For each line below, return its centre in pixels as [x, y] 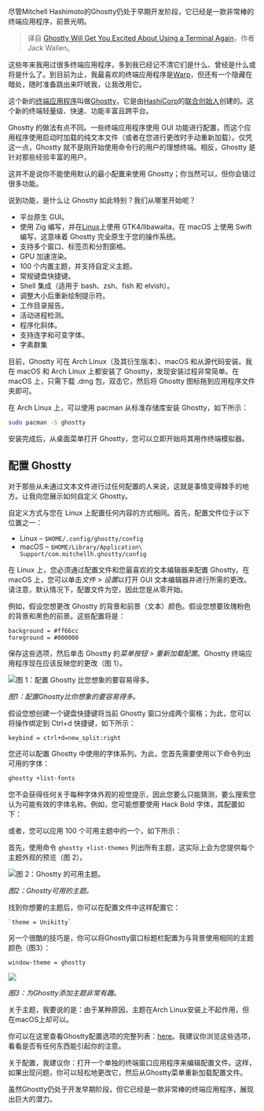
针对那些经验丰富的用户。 [49, 157]
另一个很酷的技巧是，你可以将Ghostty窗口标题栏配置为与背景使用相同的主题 [131, 937]
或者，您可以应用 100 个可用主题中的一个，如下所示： [95, 830]
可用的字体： [29, 763]
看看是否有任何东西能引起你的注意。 [67, 1046]
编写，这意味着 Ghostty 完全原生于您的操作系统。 [100, 237]
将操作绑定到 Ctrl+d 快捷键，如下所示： [72, 723]
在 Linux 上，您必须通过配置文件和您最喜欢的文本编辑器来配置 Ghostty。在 [129, 569]
